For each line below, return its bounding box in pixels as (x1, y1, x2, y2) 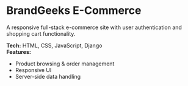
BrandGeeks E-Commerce (6, 4, 142, 18)
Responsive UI (15, 66, 52, 73)
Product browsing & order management (15, 60, 115, 67)
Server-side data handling (15, 73, 81, 80)
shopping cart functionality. (6, 30, 76, 37)
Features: (6, 48, 32, 55)
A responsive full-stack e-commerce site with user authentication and (6, 24, 182, 31)
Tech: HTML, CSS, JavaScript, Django (6, 42, 103, 49)
